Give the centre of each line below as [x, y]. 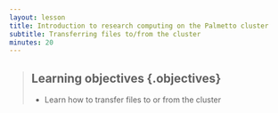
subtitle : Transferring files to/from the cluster [105, 34]
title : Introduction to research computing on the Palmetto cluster [139, 26]
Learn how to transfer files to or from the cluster [133, 100]
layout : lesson [37, 17]
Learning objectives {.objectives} [126, 78]
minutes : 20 [31, 42]
